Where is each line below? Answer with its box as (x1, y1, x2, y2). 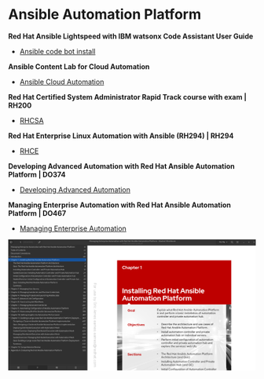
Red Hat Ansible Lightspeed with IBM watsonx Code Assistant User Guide (8, 31, 254, 41)
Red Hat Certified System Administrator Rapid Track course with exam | (8, 92, 247, 101)
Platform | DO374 (8, 169, 66, 179)
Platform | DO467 (8, 208, 67, 217)
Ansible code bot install (19, 46, 96, 56)
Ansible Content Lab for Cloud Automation (8, 61, 150, 71)
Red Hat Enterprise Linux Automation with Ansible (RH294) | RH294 (8, 131, 234, 140)
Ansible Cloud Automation (19, 77, 104, 86)
